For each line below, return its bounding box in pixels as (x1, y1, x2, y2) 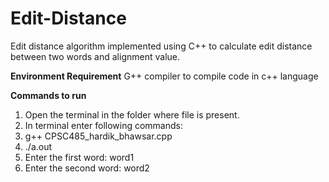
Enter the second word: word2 (24, 162, 150, 174)
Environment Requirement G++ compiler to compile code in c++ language (10, 70, 319, 82)
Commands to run (10, 89, 87, 101)
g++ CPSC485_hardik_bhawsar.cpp (24, 130, 173, 142)
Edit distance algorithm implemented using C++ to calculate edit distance (10, 40, 313, 52)
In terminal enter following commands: (24, 119, 184, 131)
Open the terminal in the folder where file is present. (24, 108, 240, 121)
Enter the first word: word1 (24, 151, 135, 163)
